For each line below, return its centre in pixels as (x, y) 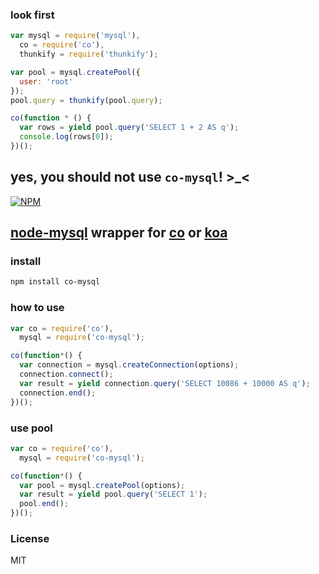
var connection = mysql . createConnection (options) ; (129, 365)
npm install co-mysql (55, 282)
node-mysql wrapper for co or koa (119, 233)
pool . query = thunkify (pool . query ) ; (86, 100)
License (30, 538)
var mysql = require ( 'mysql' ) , (75, 36)
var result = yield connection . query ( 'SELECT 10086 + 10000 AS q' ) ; (165, 383)
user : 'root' (46, 81)
